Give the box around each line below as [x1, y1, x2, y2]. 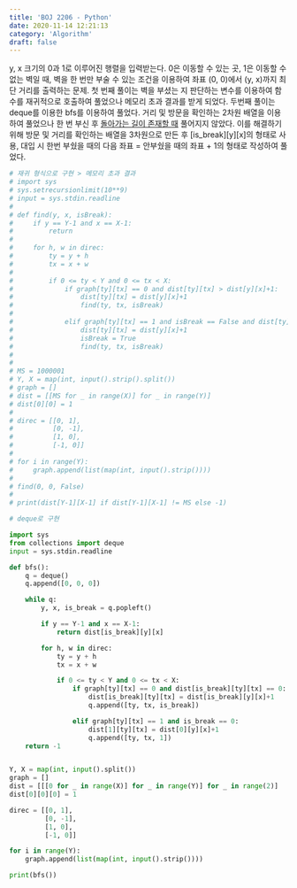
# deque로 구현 [9, 514, 60, 523]
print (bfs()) [9, 871, 57, 880]
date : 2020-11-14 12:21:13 [9, 21, 109, 30]
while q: [25, 595, 57, 605]
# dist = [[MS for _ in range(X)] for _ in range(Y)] [9, 391, 212, 400]
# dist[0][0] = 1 [9, 399, 73, 408]
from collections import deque [9, 538, 125, 547]
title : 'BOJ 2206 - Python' [9, 12, 113, 22]
